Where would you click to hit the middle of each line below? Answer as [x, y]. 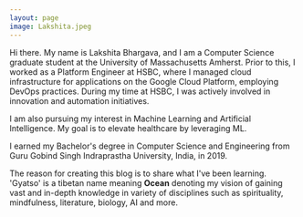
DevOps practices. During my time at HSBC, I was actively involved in [140, 91]
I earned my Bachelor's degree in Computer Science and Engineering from [150, 146]
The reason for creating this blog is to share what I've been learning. [138, 173]
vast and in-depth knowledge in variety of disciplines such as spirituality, [146, 192]
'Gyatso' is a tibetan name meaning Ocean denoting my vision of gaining [146, 182]
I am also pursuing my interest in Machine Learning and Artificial [131, 119]
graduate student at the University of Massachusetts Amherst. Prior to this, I [152, 62]
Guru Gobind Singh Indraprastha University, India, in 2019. [119, 155]
